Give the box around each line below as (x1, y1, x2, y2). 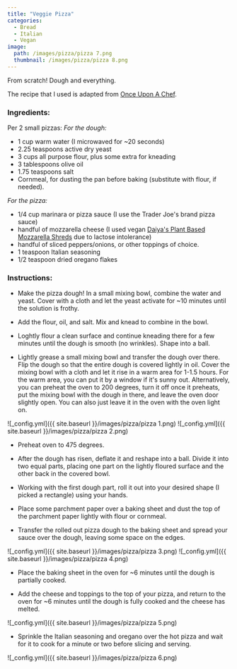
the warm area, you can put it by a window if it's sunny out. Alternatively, (17, 375, 230, 384)
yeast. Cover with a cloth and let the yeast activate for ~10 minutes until (17, 297, 226, 305)
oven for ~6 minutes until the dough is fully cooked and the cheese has (17, 597, 226, 606)
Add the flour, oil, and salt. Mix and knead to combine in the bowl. (17, 318, 209, 326)
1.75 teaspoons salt (17, 167, 74, 176)
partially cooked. (17, 576, 67, 585)
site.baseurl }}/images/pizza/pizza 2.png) (7, 427, 129, 436)
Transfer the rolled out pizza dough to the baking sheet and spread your (17, 526, 228, 534)
